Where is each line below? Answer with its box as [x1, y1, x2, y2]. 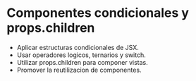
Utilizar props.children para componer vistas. [16, 58, 149, 66]
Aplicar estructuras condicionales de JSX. [16, 43, 139, 51]
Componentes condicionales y [6, 5, 190, 21]
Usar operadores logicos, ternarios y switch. [16, 51, 146, 59]
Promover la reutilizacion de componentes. [16, 66, 142, 74]
